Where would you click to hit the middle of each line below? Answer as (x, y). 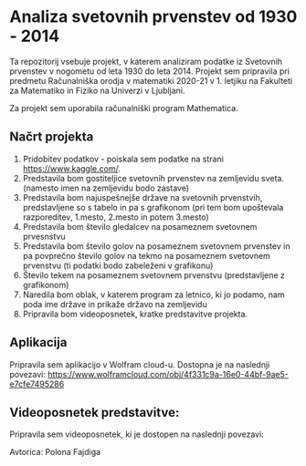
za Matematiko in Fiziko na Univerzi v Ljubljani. (97, 90)
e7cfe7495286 (37, 384)
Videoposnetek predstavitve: (95, 412)
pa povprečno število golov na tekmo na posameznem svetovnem (147, 255)
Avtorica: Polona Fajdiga (55, 452)
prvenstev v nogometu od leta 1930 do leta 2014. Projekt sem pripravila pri (150, 71)
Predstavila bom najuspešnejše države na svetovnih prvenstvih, (142, 197)
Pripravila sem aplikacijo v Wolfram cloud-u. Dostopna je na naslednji (140, 364)
